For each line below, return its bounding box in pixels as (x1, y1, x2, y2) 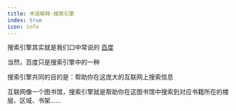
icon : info (7, 23, 39, 30)
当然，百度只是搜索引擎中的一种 (7, 58, 100, 66)
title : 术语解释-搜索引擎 (7, 10, 75, 17)
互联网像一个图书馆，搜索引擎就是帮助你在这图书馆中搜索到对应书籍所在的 (7, 88, 223, 96)
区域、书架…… (19, 96, 62, 105)
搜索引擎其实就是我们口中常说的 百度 (7, 43, 114, 52)
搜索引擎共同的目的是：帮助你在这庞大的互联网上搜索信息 (7, 73, 173, 81)
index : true (7, 17, 42, 24)
